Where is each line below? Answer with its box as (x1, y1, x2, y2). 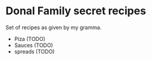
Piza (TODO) (14, 35, 46, 42)
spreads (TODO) (14, 48, 55, 55)
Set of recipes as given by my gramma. (5, 24, 102, 31)
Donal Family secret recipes (5, 4, 147, 18)
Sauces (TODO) (14, 42, 53, 49)
